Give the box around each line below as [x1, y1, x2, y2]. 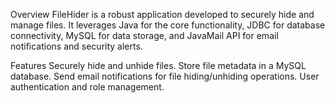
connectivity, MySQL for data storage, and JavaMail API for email [10, 30, 279, 41]
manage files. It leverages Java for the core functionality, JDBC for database [10, 19, 326, 31]
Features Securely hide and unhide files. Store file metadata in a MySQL [10, 60, 307, 71]
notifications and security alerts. [10, 40, 143, 52]
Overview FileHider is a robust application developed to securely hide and [10, 9, 315, 20]
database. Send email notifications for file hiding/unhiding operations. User [10, 70, 320, 82]
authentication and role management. [10, 81, 165, 93]
